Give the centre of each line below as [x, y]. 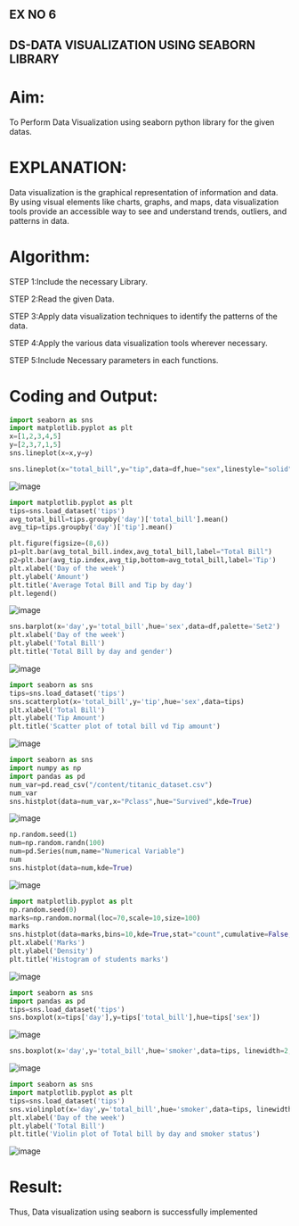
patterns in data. [39, 220]
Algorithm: [50, 257]
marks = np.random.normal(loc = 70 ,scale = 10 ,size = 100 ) [105, 918]
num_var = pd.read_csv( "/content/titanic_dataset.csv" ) [111, 784]
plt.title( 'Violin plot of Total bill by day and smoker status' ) [135, 1134]
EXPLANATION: [68, 167]
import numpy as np [45, 768]
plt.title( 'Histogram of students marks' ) [89, 959]
